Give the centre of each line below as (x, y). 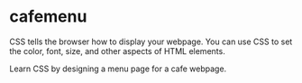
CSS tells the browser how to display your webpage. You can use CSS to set (151, 41)
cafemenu (48, 17)
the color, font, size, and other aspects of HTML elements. (117, 51)
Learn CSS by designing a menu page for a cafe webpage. (118, 69)
